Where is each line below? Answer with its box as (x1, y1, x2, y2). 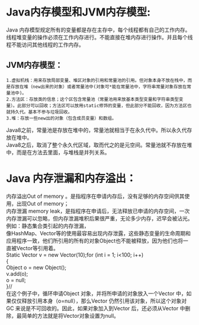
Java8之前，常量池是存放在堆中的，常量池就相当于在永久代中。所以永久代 (6, 126, 187, 134)
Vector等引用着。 (16, 244, 59, 251)
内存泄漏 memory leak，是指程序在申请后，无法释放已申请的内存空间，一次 (6, 207, 190, 214)
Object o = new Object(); (6, 264, 67, 271)
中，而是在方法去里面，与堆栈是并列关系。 (6, 149, 110, 156)
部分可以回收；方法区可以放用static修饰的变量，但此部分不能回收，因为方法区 (21, 102, 188, 109)
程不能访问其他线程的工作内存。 (6, 41, 84, 48)
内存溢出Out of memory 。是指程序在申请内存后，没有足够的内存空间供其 (6, 193, 185, 200)
